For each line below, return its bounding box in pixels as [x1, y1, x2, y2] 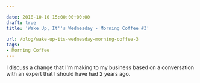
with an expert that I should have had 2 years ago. [6, 70, 131, 77]
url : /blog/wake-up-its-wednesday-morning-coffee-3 [6, 36, 139, 42]
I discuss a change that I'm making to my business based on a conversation [6, 64, 195, 71]
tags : [6, 41, 20, 48]
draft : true [6, 19, 36, 26]
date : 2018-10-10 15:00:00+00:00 [6, 14, 90, 20]
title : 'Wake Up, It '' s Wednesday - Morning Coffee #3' [6, 25, 149, 31]
